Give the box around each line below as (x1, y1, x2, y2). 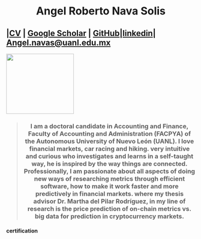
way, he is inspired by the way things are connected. (31, 159, 188, 168)
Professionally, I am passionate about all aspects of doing (23, 167, 196, 175)
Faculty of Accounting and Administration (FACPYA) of (28, 129, 191, 138)
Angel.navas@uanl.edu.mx (6, 37, 111, 47)
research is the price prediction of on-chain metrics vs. (27, 204, 192, 213)
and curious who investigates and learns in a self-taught (25, 152, 194, 160)
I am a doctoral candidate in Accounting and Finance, (30, 122, 189, 130)
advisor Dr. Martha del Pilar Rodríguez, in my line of (33, 197, 186, 205)
